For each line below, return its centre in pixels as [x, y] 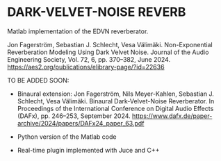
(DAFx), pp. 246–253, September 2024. [74, 116]
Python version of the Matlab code [67, 137]
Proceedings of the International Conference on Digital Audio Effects [115, 108]
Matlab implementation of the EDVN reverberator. [78, 31]
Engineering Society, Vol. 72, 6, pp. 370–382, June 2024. [89, 59]
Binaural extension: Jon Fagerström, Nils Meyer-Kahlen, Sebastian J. [115, 94]
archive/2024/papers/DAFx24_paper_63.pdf [81, 123]
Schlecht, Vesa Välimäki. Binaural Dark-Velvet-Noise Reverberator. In [116, 101]
